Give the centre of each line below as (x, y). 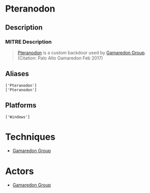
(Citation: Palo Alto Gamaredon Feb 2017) (60, 58)
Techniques (30, 137)
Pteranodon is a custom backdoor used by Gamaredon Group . (82, 52)
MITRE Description (28, 42)
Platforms (21, 106)
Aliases (17, 74)
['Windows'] (18, 117)
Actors (20, 171)
